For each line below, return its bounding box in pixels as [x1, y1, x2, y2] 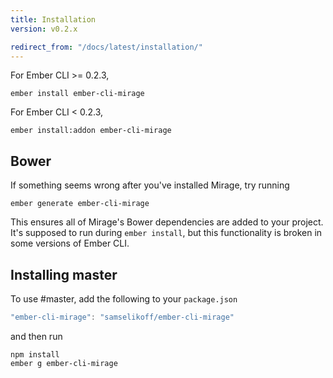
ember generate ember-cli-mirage [10, 199, 150, 209]
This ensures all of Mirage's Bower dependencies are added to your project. [10, 216, 324, 228]
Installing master [10, 266, 118, 283]
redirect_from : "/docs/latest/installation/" [10, 42, 203, 52]
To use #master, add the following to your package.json [10, 293, 238, 305]
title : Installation [10, 14, 97, 25]
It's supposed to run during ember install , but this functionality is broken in [10, 227, 323, 239]
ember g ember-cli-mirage [10, 358, 118, 368]
